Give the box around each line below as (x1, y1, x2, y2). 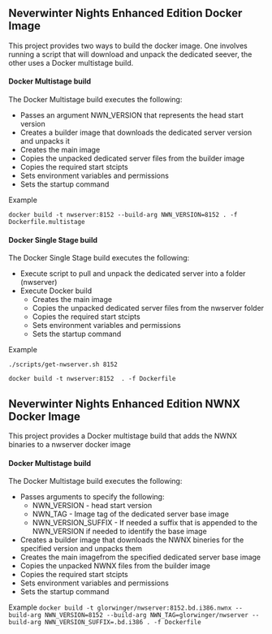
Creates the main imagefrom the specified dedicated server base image (19, 552, 261, 563)
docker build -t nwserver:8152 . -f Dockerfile (8, 375, 176, 383)
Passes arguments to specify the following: (19, 492, 165, 502)
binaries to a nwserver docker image (8, 440, 132, 450)
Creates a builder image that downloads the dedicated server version (19, 127, 253, 137)
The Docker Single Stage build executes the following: (8, 253, 190, 263)
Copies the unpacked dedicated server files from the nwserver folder (32, 304, 265, 313)
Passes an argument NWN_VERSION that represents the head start (19, 110, 244, 120)
